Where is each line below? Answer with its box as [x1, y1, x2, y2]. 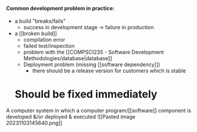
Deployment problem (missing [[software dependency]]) [23, 61, 161, 68]
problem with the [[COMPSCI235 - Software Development [23, 48, 164, 55]
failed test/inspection [23, 43, 75, 50]
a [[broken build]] [14, 30, 57, 37]
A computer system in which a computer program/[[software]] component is [6, 107, 192, 114]
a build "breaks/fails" [14, 18, 66, 25]
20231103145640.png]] [6, 120, 63, 127]
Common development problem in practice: [6, 5, 115, 12]
